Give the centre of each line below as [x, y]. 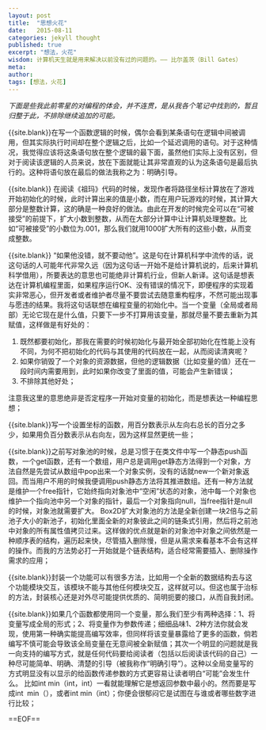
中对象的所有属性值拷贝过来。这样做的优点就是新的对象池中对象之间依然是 [129, 530]
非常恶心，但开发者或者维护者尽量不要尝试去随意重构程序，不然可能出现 [133, 295]
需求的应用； [29, 560]
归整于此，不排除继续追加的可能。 [64, 115]
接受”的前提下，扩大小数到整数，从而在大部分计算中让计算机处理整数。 [124, 218]
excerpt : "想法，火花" [43, 52]
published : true [35, 45]
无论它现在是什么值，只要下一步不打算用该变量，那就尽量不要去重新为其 [140, 315]
